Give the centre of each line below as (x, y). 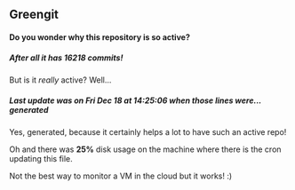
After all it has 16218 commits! (66, 58)
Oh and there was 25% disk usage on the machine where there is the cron (145, 149)
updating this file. (41, 158)
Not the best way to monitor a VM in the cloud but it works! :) (121, 176)
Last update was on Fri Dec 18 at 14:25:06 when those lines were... (136, 100)
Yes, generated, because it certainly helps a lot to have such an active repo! (148, 131)
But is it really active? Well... (60, 80)
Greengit (34, 15)
